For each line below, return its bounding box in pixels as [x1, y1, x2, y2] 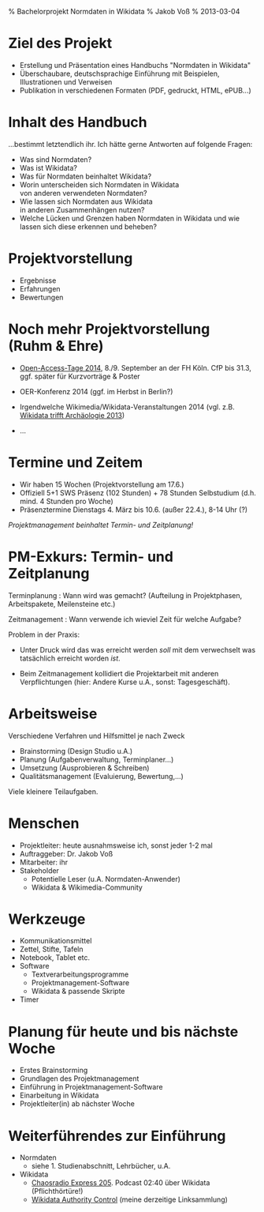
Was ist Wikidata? [19, 163, 77, 172]
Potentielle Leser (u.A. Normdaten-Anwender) [31, 874, 181, 883]
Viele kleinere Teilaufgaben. [8, 786, 99, 796]
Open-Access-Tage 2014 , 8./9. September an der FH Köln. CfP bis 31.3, [19, 363, 252, 372]
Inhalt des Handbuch [8, 114, 147, 131]
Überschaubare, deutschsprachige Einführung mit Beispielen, [19, 69, 220, 78]
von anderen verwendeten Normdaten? [19, 188, 147, 198]
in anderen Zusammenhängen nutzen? [19, 205, 145, 214]
